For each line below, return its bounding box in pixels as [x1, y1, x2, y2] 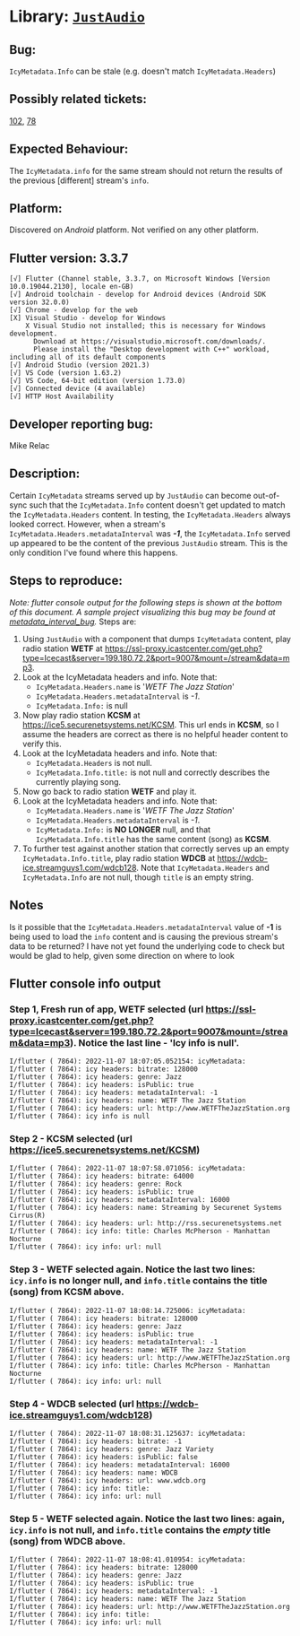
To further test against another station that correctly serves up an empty [21, 843, 289, 854]
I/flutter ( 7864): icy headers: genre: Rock [9, 1179, 182, 1189]
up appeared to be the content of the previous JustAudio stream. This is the [9, 537, 288, 548]
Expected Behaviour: [9, 142, 129, 157]
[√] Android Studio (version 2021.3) [9, 361, 150, 370]
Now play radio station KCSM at [21, 709, 141, 720]
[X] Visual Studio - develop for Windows [9, 314, 167, 323]
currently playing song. [35, 776, 122, 787]
